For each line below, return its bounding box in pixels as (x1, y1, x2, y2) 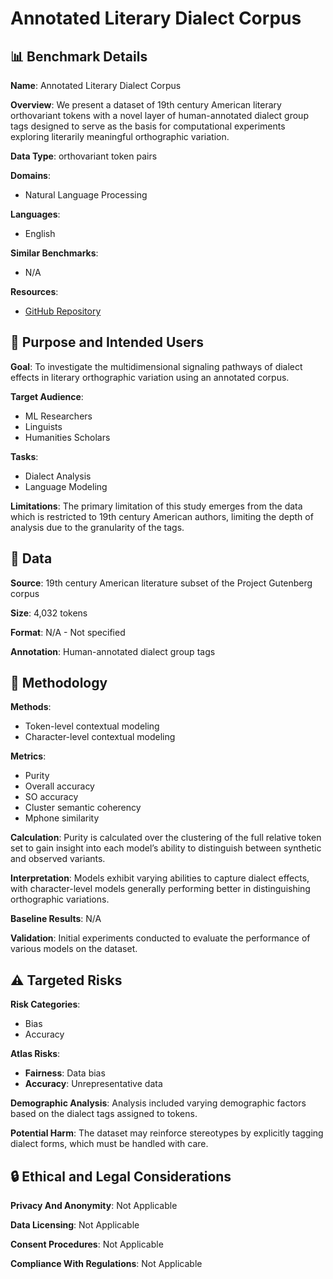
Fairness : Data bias (24, 1067, 106, 1079)
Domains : (10, 170, 51, 181)
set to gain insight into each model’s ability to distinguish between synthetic (10, 842, 322, 854)
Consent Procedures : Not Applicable (10, 1238, 164, 1251)
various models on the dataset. (10, 943, 138, 955)
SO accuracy (24, 791, 79, 803)
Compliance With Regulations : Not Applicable (10, 1258, 203, 1270)
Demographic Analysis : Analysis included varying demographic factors (10, 1097, 307, 1109)
